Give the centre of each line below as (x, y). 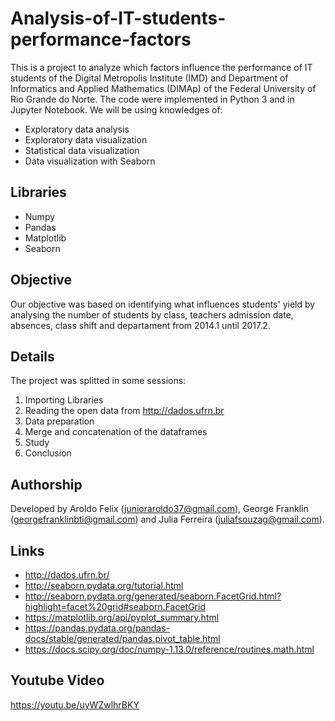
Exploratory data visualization (86, 139)
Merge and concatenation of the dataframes (116, 432)
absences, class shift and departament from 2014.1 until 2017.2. (140, 325)
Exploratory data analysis (77, 129)
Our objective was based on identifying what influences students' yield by (163, 304)
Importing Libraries (64, 400)
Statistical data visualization (82, 150)
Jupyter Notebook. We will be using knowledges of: (116, 109)
